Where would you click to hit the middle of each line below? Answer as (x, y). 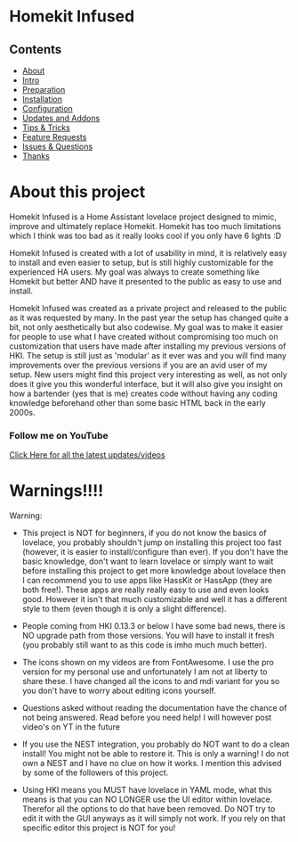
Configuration (47, 108)
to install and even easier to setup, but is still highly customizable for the (141, 262)
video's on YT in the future (71, 727)
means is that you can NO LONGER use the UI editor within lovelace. (147, 799)
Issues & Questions (57, 146)
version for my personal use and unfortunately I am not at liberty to (145, 672)
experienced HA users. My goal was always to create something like (134, 272)
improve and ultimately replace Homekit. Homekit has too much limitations (145, 226)
